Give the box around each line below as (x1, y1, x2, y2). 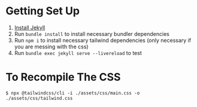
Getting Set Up (5, 4, 80, 18)
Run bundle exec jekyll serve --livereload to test (14, 49, 142, 56)
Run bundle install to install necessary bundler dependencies (14, 30, 170, 37)
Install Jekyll (14, 24, 46, 31)
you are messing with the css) (14, 43, 89, 50)
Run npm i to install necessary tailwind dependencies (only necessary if (14, 36, 192, 44)
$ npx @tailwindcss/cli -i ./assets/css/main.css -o (5, 90, 140, 96)
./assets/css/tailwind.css (5, 95, 73, 101)
